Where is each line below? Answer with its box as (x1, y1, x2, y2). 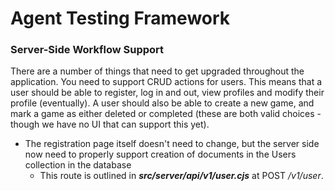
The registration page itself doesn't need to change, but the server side (24, 138, 320, 150)
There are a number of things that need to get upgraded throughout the (10, 65, 305, 77)
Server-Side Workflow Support (10, 43, 165, 57)
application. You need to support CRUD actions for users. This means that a (10, 76, 323, 88)
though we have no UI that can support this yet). (10, 118, 210, 131)
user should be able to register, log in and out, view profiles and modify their (10, 87, 325, 99)
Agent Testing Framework (10, 7, 231, 30)
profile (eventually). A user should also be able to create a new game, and (10, 97, 315, 109)
